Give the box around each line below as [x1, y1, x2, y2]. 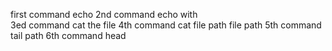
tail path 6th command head [10, 30, 127, 41]
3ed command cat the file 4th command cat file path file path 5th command [10, 19, 322, 31]
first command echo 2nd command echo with [10, 9, 198, 20]
